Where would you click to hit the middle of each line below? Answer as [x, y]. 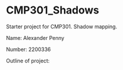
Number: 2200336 [28, 49]
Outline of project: [28, 61]
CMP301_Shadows [53, 10]
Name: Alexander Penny [35, 38]
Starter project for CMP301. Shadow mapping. [61, 26]
